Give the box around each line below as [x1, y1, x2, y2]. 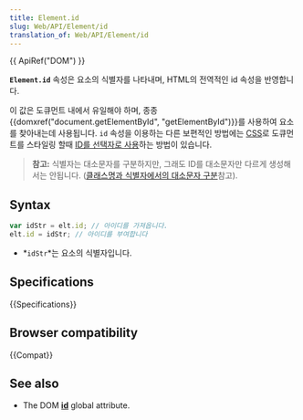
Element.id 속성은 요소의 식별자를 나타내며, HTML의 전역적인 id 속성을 [9, 74, 263, 85]
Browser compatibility [9, 325, 139, 341]
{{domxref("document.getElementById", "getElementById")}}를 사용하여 [9, 116, 277, 128]
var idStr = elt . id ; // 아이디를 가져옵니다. [9, 221, 169, 231]
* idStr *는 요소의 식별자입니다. [22, 247, 132, 258]
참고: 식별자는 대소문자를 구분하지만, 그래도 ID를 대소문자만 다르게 [31, 159, 267, 170]
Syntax [9, 197, 51, 213]
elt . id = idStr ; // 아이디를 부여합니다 [9, 230, 148, 239]
